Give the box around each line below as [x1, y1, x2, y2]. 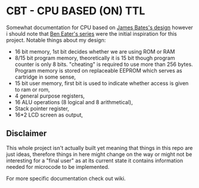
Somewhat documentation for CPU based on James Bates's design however [6, 24, 193, 31]
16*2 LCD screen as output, [14, 111, 83, 118]
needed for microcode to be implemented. [6, 163, 110, 170]
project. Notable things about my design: [6, 36, 106, 43]
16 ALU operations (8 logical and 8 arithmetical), [14, 98, 133, 105]
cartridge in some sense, [14, 73, 76, 80]
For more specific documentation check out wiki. [6, 174, 126, 182]
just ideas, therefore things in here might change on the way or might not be [6, 151, 192, 158]
